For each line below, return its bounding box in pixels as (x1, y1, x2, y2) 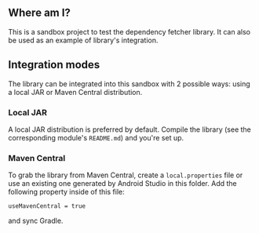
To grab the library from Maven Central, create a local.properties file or (8, 170, 243, 180)
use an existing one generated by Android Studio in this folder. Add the (8, 179, 237, 188)
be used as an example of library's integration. (8, 35, 159, 45)
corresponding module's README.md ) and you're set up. (8, 133, 184, 142)
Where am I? (8, 6, 71, 20)
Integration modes (8, 58, 100, 71)
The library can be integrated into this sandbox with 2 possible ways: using (8, 78, 251, 89)
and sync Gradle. (8, 216, 64, 226)
